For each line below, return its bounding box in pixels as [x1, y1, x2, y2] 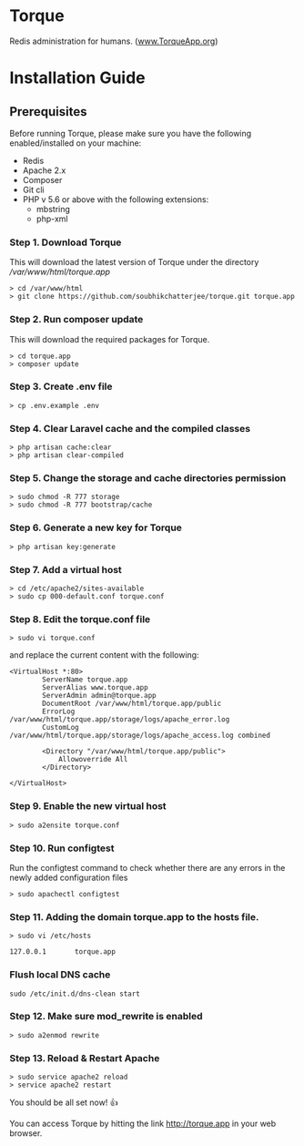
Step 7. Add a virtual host [9, 563, 123, 576]
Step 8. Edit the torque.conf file [9, 612, 151, 625]
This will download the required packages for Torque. [9, 333, 210, 344]
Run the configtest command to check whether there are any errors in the [9, 862, 286, 873]
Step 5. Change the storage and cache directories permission [9, 472, 287, 485]
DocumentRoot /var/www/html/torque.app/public [42, 699, 222, 709]
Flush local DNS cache [9, 968, 111, 981]
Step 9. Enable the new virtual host [9, 800, 167, 813]
